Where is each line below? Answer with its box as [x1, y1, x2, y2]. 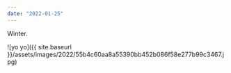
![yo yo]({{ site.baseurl [7, 42, 72, 51]
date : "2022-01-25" [7, 10, 64, 17]
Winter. [7, 29, 28, 38]
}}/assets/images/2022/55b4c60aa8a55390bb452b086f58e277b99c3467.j [7, 50, 225, 58]
